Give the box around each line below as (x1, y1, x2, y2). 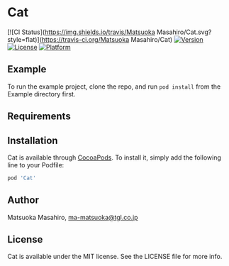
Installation (7, 134, 58, 146)
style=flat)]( (7, 35, 43, 43)
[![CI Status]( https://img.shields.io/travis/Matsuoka (7, 28, 156, 36)
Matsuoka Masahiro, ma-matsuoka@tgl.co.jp (7, 213, 138, 221)
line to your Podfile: (7, 160, 65, 169)
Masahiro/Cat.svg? (157, 28, 212, 36)
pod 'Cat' (7, 174, 37, 182)
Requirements (7, 111, 71, 123)
